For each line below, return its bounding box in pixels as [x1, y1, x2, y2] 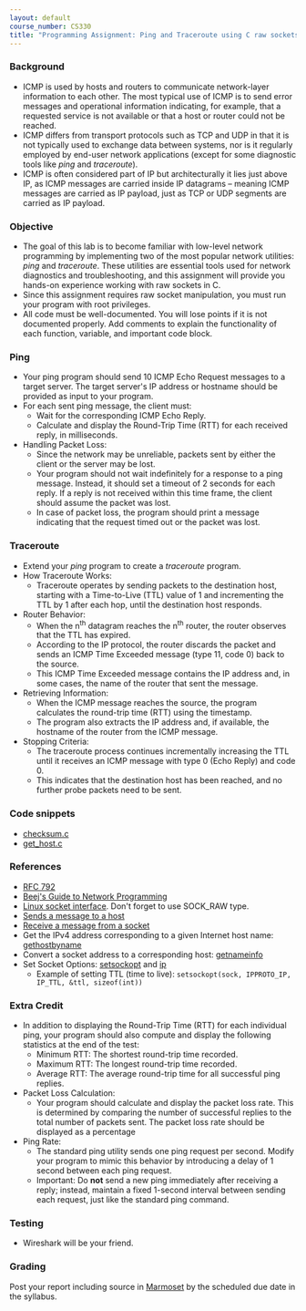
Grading [9, 1260, 46, 1273]
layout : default [9, 13, 71, 23]
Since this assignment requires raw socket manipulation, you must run [22, 289, 287, 300]
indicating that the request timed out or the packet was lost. [36, 517, 261, 528]
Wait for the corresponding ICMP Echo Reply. [36, 410, 207, 421]
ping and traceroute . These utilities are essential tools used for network [22, 260, 291, 271]
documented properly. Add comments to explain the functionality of [22, 318, 278, 329]
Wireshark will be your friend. [22, 1237, 134, 1249]
